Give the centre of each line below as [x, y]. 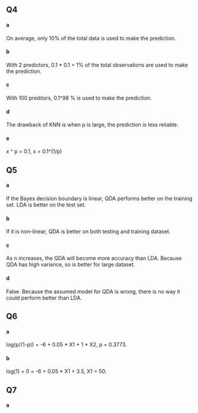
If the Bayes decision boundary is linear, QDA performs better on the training [99, 198]
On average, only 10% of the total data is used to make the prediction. [91, 38]
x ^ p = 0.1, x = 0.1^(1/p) [34, 151]
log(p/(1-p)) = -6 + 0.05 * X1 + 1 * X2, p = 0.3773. [66, 345]
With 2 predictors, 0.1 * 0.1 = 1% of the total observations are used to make [97, 65]
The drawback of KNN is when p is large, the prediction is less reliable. [92, 125]
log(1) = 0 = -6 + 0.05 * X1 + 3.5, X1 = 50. [56, 371]
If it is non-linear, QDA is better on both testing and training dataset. [88, 231]
